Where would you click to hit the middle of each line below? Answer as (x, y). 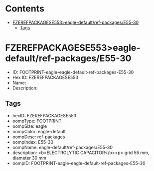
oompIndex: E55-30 (33, 142)
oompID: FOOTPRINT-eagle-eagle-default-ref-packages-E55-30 (79, 163)
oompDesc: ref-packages (39, 137)
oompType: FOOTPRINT (37, 121)
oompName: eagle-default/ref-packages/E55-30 (63, 147)
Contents (25, 9)
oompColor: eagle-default (39, 131)
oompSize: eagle (30, 126)
